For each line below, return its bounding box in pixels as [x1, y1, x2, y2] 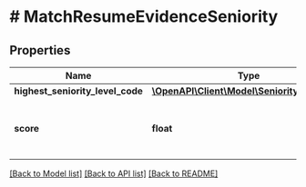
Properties [9, 43, 71, 58]
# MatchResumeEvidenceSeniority [9, 6, 279, 27]
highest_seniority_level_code [14, 84, 144, 97]
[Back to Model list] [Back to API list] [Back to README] [9, 168, 219, 179]
